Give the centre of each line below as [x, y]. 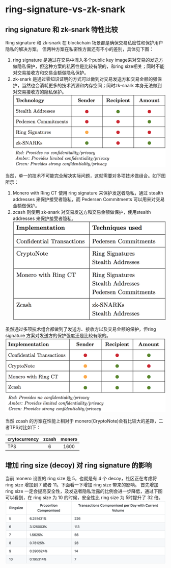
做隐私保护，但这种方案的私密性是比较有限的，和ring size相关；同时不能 [88, 66]
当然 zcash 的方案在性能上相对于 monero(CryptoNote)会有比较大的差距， [82, 421]
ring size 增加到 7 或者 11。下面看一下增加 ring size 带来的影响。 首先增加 [82, 485]
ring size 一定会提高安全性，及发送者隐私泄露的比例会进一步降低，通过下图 [84, 491]
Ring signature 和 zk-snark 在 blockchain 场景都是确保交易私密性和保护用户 [84, 43]
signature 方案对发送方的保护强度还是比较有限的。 [58, 336]
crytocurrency [23, 439]
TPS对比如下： [25, 428]
